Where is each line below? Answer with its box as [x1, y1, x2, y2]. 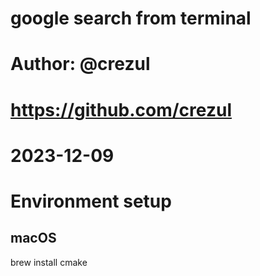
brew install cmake [10, 256, 88, 268]
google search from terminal [10, 7, 252, 30]
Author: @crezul [10, 53, 151, 76]
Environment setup [10, 190, 172, 212]
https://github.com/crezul [10, 98, 232, 121]
